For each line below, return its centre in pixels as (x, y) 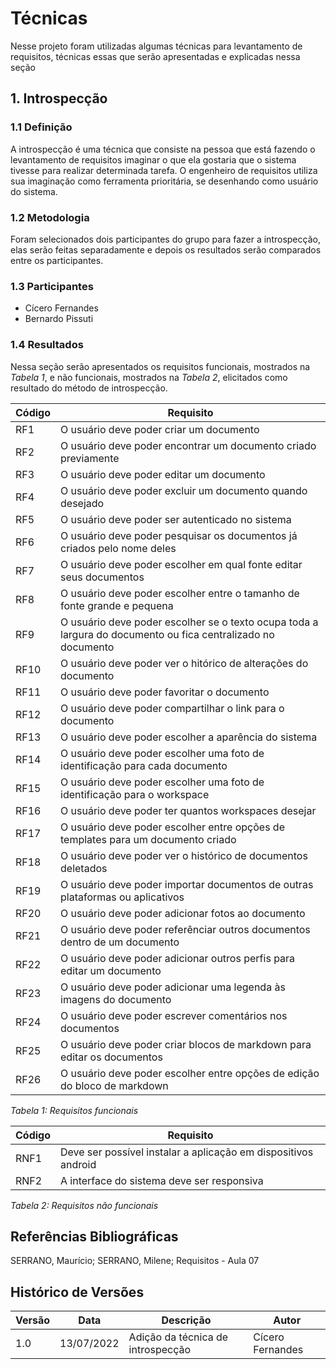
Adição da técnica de (178, 1337)
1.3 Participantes (52, 286)
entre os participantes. (57, 260)
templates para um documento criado (148, 839)
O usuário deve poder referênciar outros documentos (185, 929)
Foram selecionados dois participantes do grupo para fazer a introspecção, (165, 239)
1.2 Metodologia (50, 217)
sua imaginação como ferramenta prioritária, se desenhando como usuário (164, 181)
